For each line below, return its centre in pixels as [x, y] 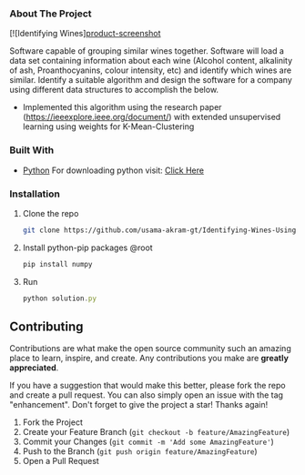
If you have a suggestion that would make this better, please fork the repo [147, 386]
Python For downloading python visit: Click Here [113, 170]
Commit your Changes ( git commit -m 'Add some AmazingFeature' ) [148, 442]
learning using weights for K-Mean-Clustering [108, 126]
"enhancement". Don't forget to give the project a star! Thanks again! [139, 405]
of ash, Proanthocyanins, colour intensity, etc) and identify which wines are [151, 70]
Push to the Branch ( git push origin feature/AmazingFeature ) [140, 451]
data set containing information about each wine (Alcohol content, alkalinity [151, 61]
